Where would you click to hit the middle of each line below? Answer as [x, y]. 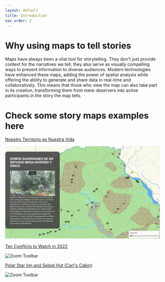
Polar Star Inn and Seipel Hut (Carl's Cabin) [49, 265]
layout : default [22, 10]
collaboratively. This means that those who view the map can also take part [81, 85]
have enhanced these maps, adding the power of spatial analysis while [77, 75]
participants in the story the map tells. [43, 96]
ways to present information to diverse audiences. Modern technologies [78, 70]
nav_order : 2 [18, 21]
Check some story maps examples [77, 115]
